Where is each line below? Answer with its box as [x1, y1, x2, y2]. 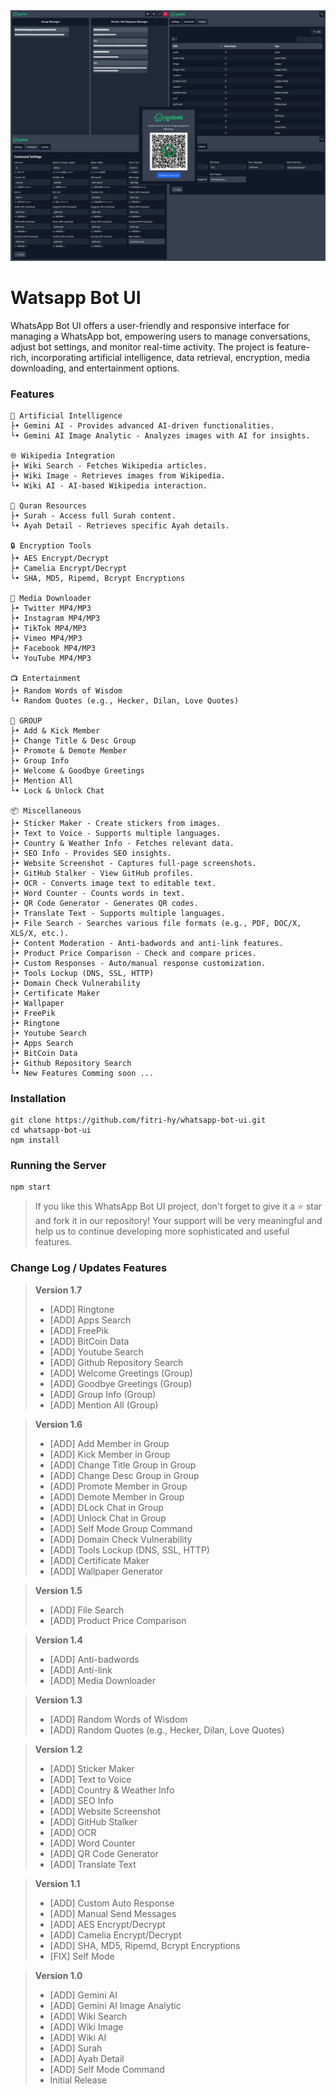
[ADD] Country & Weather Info [49, 1784, 175, 1796]
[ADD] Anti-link [49, 1664, 113, 1676]
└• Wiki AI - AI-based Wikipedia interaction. [10, 480, 208, 491]
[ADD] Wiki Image [49, 2020, 124, 2033]
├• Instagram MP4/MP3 [10, 613, 101, 623]
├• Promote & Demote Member [10, 745, 128, 756]
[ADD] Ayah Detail [49, 2052, 125, 2064]
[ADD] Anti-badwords [49, 1653, 140, 1665]
